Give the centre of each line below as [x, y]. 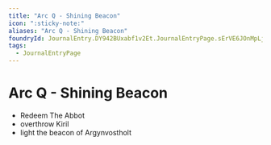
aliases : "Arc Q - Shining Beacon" [68, 31]
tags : [17, 46]
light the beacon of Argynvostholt [75, 132]
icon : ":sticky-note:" [46, 23]
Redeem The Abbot [52, 115]
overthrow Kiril [44, 124]
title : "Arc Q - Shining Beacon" [65, 16]
